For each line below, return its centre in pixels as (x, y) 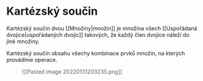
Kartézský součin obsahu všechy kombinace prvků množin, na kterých (96, 53)
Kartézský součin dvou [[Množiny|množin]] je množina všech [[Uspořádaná (102, 28)
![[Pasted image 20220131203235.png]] (72, 71)
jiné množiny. (23, 41)
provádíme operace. (32, 60)
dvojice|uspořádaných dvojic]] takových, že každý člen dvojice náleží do (98, 34)
